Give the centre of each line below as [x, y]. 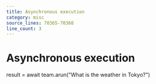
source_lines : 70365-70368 [40, 23]
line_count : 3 [24, 28]
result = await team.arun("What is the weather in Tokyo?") [78, 75]
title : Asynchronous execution [45, 12]
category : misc [25, 17]
